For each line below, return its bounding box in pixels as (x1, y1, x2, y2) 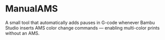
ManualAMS (5, 3, 58, 14)
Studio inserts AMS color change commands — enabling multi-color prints (5, 24, 160, 30)
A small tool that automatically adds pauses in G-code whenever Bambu (5, 19, 155, 25)
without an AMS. (5, 30, 40, 36)
